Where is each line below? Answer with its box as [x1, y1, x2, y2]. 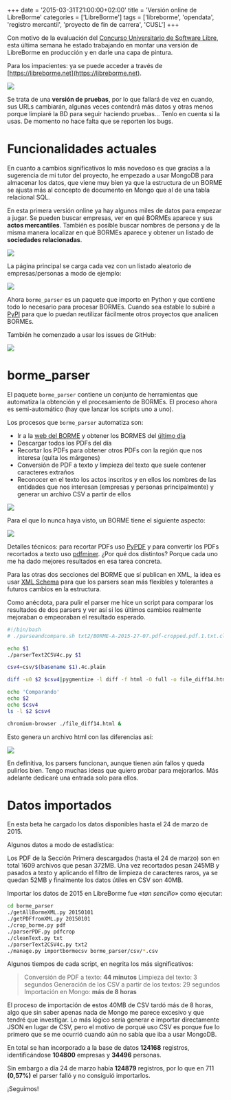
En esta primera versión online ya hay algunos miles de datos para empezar [7, 206, 222, 214]
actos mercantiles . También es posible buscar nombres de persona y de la [7, 221, 221, 229]
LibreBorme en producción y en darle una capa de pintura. [7, 48, 173, 56]
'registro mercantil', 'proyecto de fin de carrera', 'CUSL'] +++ [7, 21, 179, 28]
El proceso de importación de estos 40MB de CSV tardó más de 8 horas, [7, 1001, 213, 1009]
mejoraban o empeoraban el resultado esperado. [7, 613, 146, 621]
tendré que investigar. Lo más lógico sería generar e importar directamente [7, 1015, 220, 1024]
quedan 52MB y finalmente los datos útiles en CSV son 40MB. [7, 876, 184, 884]
